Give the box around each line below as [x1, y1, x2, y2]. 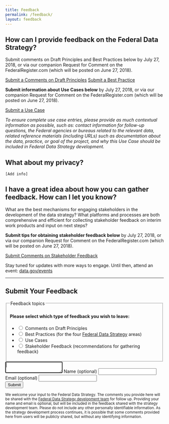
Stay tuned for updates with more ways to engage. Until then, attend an [5, 262, 153, 268]
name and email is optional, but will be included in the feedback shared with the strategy [5, 401, 158, 406]
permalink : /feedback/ [5, 12, 53, 17]
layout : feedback [5, 17, 42, 22]
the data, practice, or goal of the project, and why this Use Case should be [5, 138, 161, 144]
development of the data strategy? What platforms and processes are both [5, 212, 160, 218]
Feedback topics [10, 300, 45, 306]
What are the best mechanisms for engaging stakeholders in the [5, 206, 138, 212]
